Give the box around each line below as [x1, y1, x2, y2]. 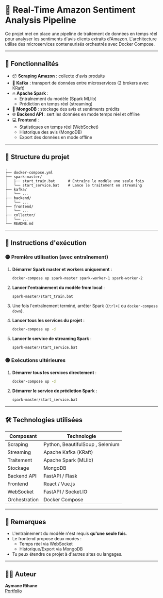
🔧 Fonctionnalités [5, 60, 59, 68]
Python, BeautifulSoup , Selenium [43, 441, 120, 447]
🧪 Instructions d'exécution [5, 239, 87, 247]
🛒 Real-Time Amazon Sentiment [5, 4, 136, 16]
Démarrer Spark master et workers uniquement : [12, 267, 113, 273]
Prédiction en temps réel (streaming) [19, 101, 93, 106]
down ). [12, 308, 24, 314]
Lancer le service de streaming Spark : [12, 335, 92, 342]
